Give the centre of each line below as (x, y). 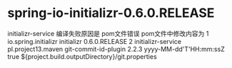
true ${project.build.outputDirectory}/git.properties (82, 56)
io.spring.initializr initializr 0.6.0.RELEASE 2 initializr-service (95, 41)
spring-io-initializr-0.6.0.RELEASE (111, 13)
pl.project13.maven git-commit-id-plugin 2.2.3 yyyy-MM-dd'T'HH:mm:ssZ (116, 49)
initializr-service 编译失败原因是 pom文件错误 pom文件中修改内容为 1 (108, 33)
